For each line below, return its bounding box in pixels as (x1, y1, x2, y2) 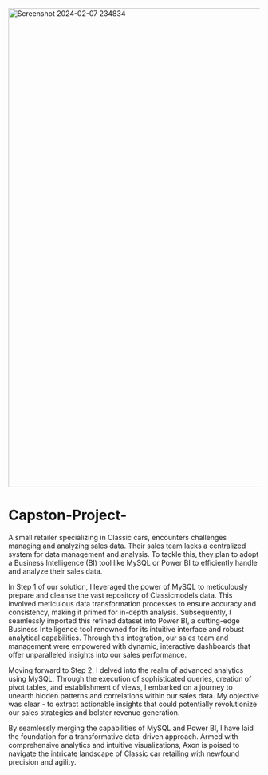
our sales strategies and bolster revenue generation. (8, 707, 180, 717)
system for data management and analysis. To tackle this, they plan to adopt (8, 549, 259, 558)
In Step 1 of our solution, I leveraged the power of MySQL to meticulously (8, 582, 249, 591)
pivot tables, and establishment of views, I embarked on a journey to (8, 682, 233, 692)
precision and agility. (8, 757, 77, 766)
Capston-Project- (8, 507, 128, 524)
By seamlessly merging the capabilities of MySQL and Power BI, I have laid (8, 723, 254, 733)
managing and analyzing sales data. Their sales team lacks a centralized (8, 541, 246, 550)
